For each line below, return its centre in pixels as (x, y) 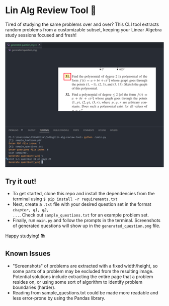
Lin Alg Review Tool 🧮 (51, 10)
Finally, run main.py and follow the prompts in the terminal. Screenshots (87, 220)
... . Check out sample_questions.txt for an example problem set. (81, 215)
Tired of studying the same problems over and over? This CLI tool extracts (82, 24)
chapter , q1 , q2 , (31, 210)
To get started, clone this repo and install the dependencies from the (83, 193)
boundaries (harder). (34, 287)
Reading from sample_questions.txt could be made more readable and (85, 292)
